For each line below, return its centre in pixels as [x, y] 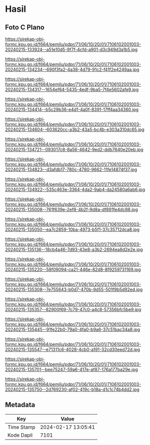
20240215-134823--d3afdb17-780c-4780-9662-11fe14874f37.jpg [71, 169]
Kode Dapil [20, 435]
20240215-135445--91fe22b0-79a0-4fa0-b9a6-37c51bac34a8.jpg [73, 329]
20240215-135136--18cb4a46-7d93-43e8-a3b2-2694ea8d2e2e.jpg [74, 249]
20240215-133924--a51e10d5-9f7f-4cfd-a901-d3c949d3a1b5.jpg [72, 49]
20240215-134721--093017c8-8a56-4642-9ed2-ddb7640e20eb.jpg [74, 149]
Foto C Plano [25, 27]
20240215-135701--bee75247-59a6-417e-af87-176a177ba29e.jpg [72, 369]
